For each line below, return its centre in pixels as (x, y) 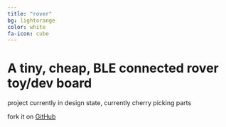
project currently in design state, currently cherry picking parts (99, 103)
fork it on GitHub (32, 116)
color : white (27, 27)
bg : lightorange (31, 20)
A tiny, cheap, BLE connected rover (113, 68)
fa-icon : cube (28, 34)
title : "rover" (30, 14)
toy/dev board (50, 84)
